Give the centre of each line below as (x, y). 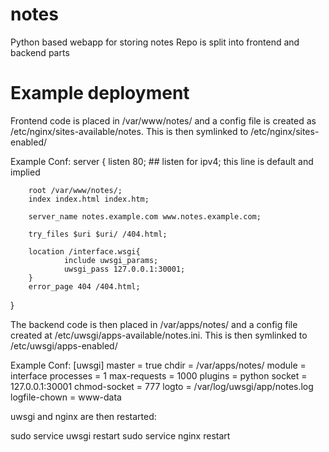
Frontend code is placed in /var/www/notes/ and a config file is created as (163, 120)
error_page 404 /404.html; (84, 286)
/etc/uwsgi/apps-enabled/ (64, 345)
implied (25, 172)
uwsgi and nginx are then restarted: (83, 416)
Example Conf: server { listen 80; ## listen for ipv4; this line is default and (162, 161)
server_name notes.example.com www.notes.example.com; (145, 216)
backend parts (40, 52)
